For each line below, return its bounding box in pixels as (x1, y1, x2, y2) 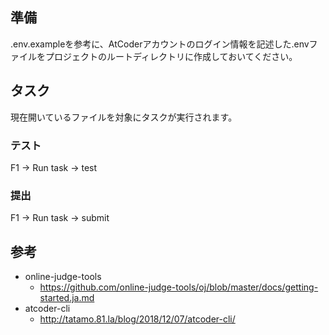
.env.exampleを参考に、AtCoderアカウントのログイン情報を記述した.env (10, 38, 310, 50)
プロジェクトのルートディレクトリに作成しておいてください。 (44, 50, 298, 62)
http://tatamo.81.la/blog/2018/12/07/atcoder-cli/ (39, 313, 236, 325)
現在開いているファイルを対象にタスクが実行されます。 (10, 111, 238, 123)
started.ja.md (39, 292, 95, 304)
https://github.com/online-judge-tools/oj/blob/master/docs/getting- (39, 281, 319, 293)
